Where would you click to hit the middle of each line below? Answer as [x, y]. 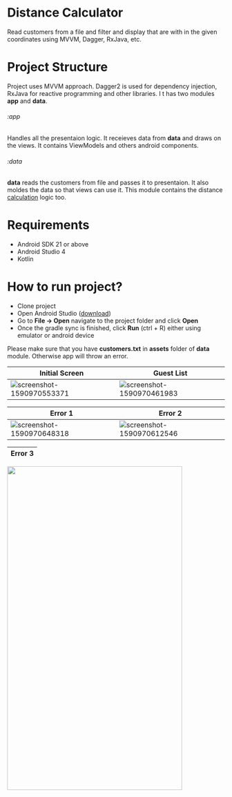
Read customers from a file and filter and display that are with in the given [112, 32]
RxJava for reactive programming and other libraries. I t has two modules [111, 93]
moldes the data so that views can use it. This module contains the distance [115, 190]
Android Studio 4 [41, 252]
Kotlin [25, 259]
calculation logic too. [37, 198]
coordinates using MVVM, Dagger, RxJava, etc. [74, 39]
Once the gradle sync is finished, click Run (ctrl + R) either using [109, 328]
